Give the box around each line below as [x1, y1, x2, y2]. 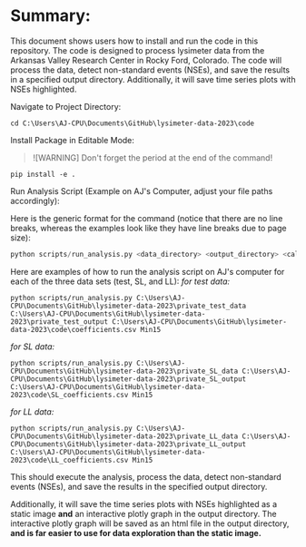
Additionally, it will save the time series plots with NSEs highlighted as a [10, 498, 278, 509]
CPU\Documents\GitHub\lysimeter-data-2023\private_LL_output [10, 439, 247, 449]
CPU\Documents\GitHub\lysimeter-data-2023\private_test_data [10, 301, 247, 310]
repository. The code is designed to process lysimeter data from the [10, 44, 265, 55]
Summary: [10, 5, 92, 26]
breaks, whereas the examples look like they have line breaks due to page [10, 222, 287, 233]
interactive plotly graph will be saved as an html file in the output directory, [10, 518, 290, 529]
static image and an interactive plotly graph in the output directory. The [10, 508, 277, 519]
